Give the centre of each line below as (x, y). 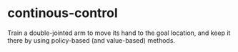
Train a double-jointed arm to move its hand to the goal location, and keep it (119, 33)
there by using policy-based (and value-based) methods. (91, 40)
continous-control (63, 13)
